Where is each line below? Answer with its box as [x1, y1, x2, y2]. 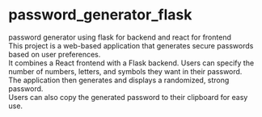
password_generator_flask [8, 6, 192, 24]
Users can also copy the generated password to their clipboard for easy [8, 92, 248, 102]
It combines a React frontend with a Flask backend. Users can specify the [8, 58, 255, 68]
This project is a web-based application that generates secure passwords [8, 40, 254, 50]
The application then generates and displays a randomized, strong [8, 75, 230, 85]
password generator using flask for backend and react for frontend [8, 32, 232, 42]
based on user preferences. [8, 49, 101, 59]
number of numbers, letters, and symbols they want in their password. [8, 66, 243, 76]
